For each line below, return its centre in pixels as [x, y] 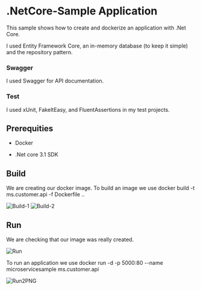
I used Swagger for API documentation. [55, 81]
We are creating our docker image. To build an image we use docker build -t [100, 188]
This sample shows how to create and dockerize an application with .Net [96, 28]
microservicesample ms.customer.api [53, 269]
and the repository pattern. [40, 52]
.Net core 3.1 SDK [36, 155]
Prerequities [30, 128]
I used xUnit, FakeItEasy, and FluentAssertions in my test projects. [88, 110]
